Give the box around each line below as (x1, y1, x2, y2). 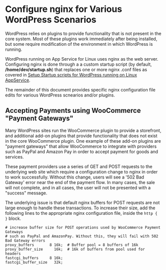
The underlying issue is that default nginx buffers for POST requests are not (5, 199, 160, 205)
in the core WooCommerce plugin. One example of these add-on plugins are (5, 138, 161, 144)
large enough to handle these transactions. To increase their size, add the (5, 205, 156, 211)
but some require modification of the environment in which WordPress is (5, 41, 153, 47)
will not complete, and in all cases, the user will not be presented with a (5, 184, 151, 190)
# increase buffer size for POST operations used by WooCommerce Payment (5, 225, 161, 230)
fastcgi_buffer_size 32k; (5, 260, 63, 265)
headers (5, 251, 21, 256)
